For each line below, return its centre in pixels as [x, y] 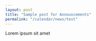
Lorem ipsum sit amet [28, 33]
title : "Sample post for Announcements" [49, 14]
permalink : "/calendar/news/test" [42, 19]
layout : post [19, 10]
